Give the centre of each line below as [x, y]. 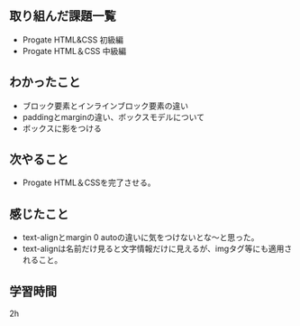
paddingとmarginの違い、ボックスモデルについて [114, 116]
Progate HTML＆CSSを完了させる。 [89, 182]
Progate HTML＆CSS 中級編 [74, 51]
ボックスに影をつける [62, 128]
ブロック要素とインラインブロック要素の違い [105, 106]
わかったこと [45, 83]
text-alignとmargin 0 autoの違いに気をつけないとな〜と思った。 [141, 238]
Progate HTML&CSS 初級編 [73, 40]
